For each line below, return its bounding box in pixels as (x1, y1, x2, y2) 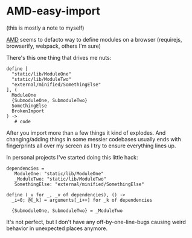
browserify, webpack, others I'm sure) (6, 42, 101, 50)
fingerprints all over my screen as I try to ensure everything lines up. (6, 142, 176, 149)
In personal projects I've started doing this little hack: (6, 153, 138, 161)
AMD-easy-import (6, 4, 101, 18)
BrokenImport (11, 108, 45, 114)
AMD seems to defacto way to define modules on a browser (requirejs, (6, 36, 182, 43)
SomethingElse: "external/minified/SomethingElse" (14, 181, 145, 187)
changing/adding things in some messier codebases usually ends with (6, 135, 181, 143)
